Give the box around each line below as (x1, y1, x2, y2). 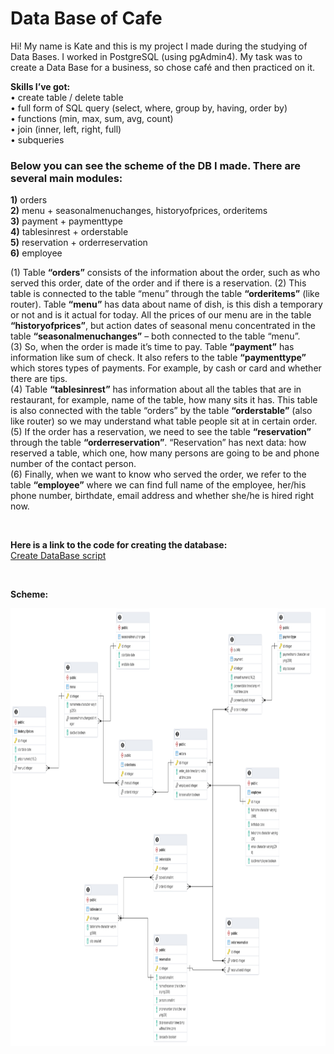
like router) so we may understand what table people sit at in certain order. (10, 415, 318, 427)
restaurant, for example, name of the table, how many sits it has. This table (10, 394, 318, 406)
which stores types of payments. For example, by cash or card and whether (10, 362, 322, 374)
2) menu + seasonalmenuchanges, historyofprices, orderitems (10, 205, 268, 217)
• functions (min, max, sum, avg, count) (10, 112, 174, 124)
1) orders (10, 194, 48, 206)
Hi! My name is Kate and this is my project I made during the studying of (10, 40, 308, 52)
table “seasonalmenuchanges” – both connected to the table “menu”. (10, 330, 301, 342)
